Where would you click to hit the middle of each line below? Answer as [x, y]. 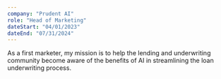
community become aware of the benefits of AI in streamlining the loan [110, 61]
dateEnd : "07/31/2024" [41, 33]
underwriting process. [40, 68]
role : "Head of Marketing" [47, 20]
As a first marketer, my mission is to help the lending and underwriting [109, 53]
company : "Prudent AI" [41, 14]
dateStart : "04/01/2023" [44, 27]
